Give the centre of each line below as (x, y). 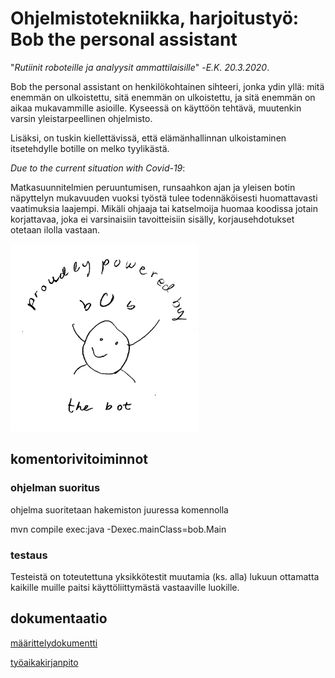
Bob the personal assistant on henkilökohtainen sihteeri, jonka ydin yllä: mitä (167, 86)
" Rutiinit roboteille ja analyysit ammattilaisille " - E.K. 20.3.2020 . (140, 67)
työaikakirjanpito (44, 662)
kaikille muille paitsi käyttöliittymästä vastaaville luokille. (125, 587)
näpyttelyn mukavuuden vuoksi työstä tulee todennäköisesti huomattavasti (164, 198)
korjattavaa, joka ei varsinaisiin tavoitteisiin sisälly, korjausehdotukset (152, 219)
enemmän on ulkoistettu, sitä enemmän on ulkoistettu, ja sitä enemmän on (163, 97)
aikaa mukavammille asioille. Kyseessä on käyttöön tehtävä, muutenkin (156, 108)
